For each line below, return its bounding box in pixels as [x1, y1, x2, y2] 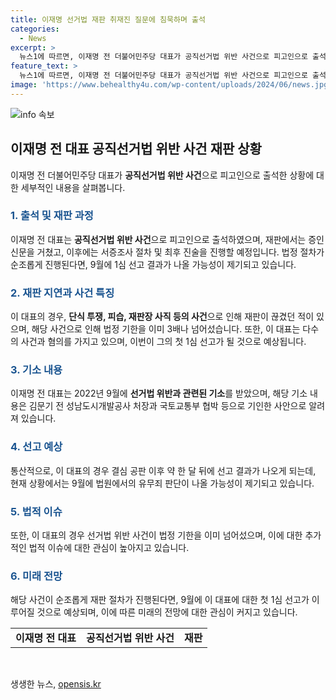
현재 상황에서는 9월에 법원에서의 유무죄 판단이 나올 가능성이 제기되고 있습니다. [10, 477, 315, 489]
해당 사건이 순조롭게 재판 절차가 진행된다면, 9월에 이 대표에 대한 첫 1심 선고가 [10, 594, 310, 606]
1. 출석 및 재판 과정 [10, 209, 94, 223]
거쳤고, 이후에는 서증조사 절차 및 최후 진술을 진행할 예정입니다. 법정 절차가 [36, 246, 325, 258]
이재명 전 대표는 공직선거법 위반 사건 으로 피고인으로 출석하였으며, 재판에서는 [10, 233, 307, 245]
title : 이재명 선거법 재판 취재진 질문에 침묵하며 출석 [10, 14, 206, 25]
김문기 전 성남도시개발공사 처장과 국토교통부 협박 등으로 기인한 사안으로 [28, 400, 307, 412]
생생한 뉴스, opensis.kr [10, 678, 102, 690]
